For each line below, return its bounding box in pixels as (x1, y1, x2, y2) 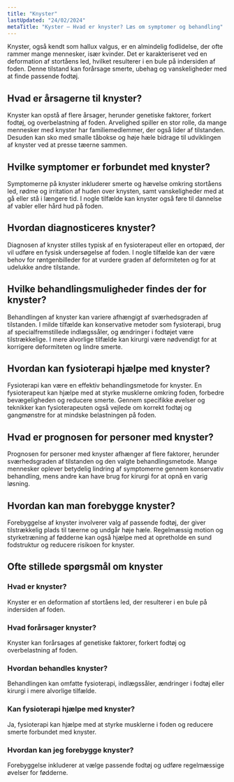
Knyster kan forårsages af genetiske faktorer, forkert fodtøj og (7, 639, 187, 647)
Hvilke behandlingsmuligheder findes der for (7, 283, 207, 295)
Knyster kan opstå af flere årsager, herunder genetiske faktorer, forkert (7, 111, 212, 120)
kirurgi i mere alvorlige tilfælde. (7, 687, 97, 695)
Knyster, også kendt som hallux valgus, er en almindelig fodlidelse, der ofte (7, 43, 224, 51)
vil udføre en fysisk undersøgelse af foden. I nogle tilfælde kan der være (7, 248, 215, 256)
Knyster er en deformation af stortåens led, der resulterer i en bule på (7, 597, 207, 606)
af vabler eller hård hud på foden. (7, 202, 103, 210)
